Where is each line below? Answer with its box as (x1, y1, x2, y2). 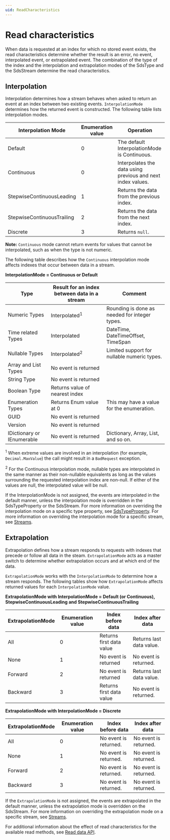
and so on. (106, 436, 132, 443)
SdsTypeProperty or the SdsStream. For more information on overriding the (5, 502, 162, 509)
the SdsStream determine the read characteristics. (5, 67, 110, 73)
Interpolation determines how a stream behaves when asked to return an (5, 96, 157, 102)
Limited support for (106, 347, 152, 354)
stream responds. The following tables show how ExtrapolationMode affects (5, 578, 163, 584)
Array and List (8, 362, 41, 369)
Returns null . (117, 228, 149, 235)
